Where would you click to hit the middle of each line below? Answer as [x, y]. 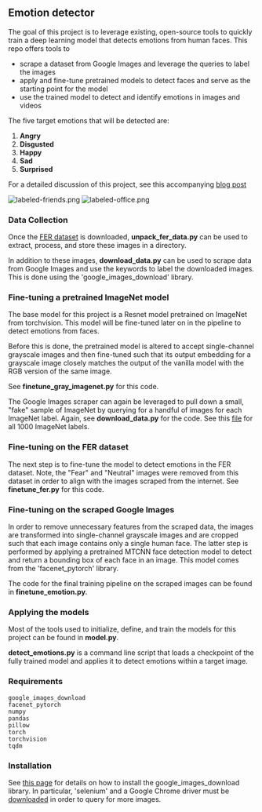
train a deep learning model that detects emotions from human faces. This [128, 40]
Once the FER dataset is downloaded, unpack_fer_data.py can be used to [128, 237]
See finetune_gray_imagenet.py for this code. [84, 387]
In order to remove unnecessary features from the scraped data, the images [131, 526]
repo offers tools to [39, 48]
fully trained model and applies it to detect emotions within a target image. [128, 661]
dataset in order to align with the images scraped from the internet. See [124, 481]
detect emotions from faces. [54, 331]
